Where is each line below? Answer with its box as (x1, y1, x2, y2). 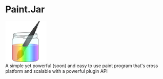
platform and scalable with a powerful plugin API (5, 68, 108, 74)
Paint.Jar (5, 4, 45, 15)
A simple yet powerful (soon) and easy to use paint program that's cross (5, 63, 158, 69)
